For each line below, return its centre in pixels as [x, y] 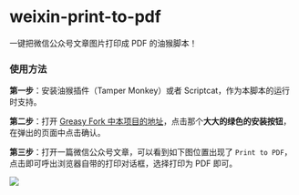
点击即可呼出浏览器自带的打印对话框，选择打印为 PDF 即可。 [124, 164]
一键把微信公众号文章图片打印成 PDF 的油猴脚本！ [103, 43]
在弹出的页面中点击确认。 [57, 133]
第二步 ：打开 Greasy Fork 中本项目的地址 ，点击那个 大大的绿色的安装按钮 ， [150, 121]
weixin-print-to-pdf [85, 17]
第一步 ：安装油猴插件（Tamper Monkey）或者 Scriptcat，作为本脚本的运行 [149, 91]
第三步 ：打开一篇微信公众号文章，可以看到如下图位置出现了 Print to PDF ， [151, 152]
